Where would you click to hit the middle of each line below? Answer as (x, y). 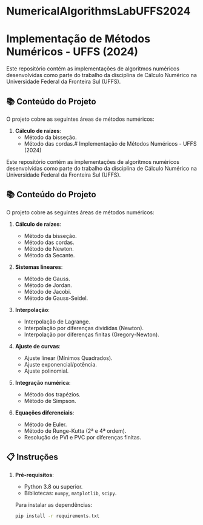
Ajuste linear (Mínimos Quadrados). (68, 358)
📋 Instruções (32, 457)
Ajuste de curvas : (38, 346)
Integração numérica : (43, 382)
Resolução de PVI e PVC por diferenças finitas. (82, 437)
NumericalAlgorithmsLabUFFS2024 (98, 11)
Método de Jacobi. (48, 291)
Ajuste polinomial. (46, 371)
